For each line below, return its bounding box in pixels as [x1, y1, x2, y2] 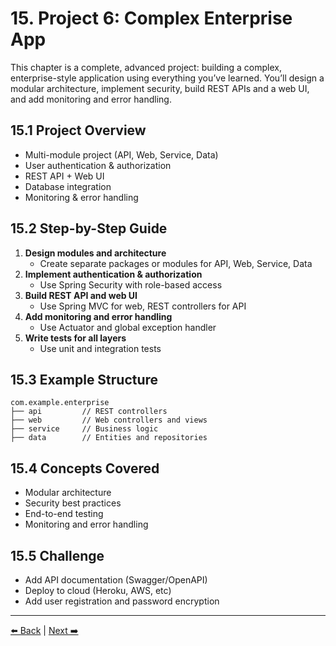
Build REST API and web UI [24, 289, 138, 301]
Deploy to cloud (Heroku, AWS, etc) [24, 585, 172, 596]
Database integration [24, 180, 112, 192]
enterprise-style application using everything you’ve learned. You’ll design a [10, 72, 325, 84]
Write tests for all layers [24, 332, 127, 344]
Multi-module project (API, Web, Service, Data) [24, 148, 219, 161]
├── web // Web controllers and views [10, 415, 208, 426]
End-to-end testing [24, 508, 104, 520]
